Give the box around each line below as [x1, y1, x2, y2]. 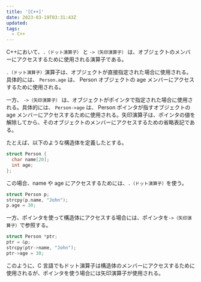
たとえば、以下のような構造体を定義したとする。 [6, 139, 127, 146]
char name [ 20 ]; [11, 157, 50, 163]
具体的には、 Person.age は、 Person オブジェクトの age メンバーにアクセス [6, 76, 195, 83]
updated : [6, 20, 28, 26]
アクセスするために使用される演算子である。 [16, 56, 127, 63]
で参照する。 [19, 221, 52, 229]
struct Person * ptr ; [6, 233, 58, 240]
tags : [6, 25, 20, 32]
